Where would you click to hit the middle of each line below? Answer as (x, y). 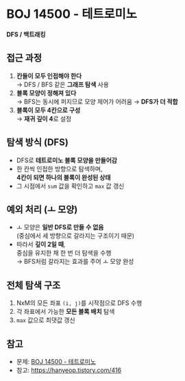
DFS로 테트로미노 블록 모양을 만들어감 (67, 160)
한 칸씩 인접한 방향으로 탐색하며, (59, 169)
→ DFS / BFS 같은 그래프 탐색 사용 (62, 84)
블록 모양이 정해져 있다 (46, 93)
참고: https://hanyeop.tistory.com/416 (69, 370)
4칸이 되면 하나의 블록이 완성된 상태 (63, 177)
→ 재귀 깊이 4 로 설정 (44, 119)
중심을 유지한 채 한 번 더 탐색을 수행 (64, 253)
